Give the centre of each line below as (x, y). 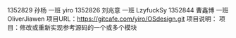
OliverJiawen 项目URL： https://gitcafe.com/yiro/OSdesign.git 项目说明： (112, 19)
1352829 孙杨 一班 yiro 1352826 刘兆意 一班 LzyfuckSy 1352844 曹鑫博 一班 (118, 10)
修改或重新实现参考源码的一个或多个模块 (78, 27)
